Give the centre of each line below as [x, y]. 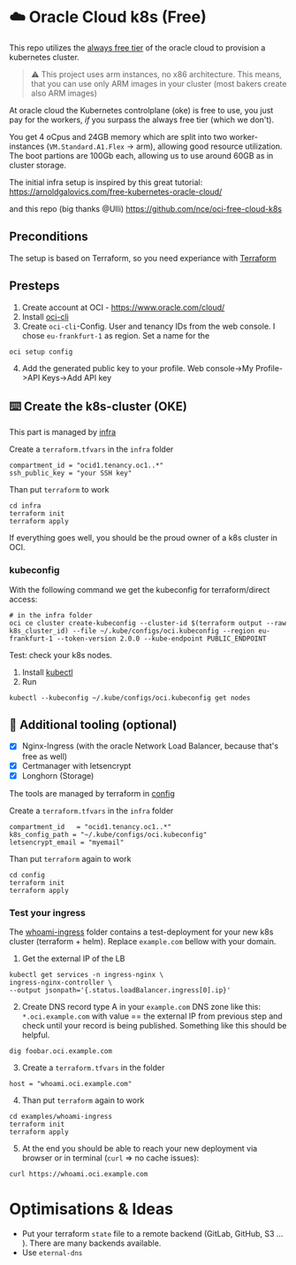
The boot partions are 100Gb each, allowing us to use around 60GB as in [141, 155]
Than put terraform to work [59, 490]
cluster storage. [38, 165]
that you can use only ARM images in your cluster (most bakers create [159, 83]
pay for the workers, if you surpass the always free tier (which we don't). [142, 120]
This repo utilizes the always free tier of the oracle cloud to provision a [137, 47]
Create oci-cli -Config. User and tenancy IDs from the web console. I [148, 326]
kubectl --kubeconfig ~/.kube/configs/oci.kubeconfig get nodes [130, 698]
